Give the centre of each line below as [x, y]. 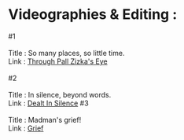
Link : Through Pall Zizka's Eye [58, 61]
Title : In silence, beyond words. [60, 94]
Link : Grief [26, 128]
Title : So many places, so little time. [66, 53]
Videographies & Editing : [93, 15]
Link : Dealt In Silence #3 [48, 103]
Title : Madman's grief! [45, 120]
